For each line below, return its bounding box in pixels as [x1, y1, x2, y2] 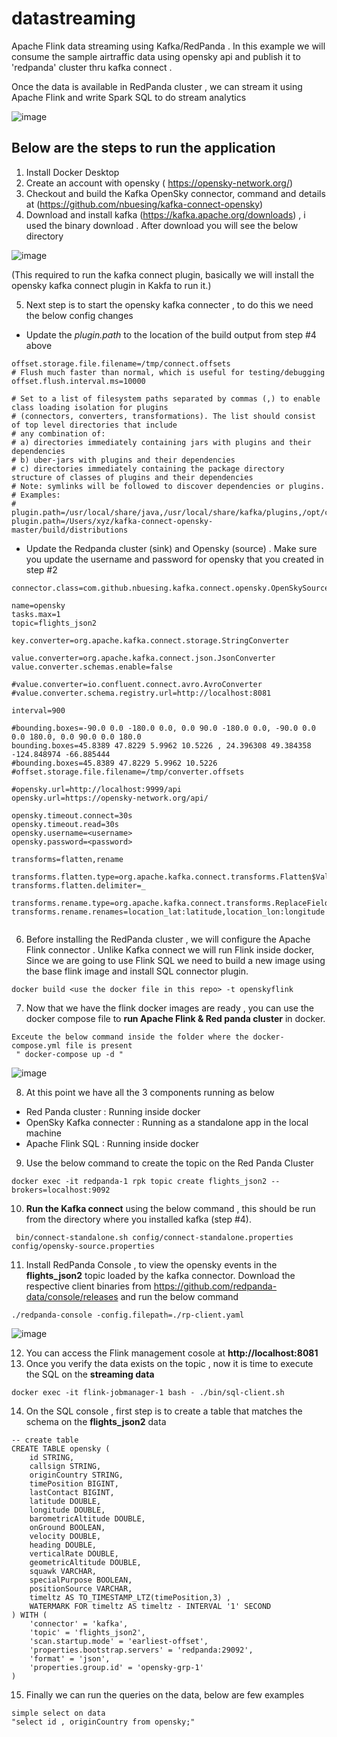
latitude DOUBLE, [29, 1496, 102, 1506]
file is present [64, 1040, 133, 1051]
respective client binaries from [25, 1280, 152, 1292]
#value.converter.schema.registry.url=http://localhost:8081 [11, 688, 272, 698]
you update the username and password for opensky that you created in [25, 553, 324, 565]
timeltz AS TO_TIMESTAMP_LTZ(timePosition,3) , [29, 1592, 231, 1602]
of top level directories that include [11, 420, 178, 430]
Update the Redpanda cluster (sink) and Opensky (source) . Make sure [25, 542, 318, 554]
